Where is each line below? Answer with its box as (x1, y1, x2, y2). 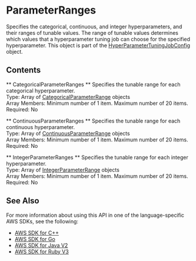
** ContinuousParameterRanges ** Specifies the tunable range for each (6, 117, 181, 124)
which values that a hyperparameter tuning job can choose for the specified (6, 35, 190, 42)
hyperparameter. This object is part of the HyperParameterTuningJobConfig (6, 42, 190, 49)
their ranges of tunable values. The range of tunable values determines (6, 29, 178, 36)
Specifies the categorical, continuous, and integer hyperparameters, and (6, 23, 182, 30)
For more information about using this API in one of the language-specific (6, 212, 184, 219)
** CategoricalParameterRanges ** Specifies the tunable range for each (6, 81, 181, 88)
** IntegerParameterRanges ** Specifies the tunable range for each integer (6, 154, 188, 161)
